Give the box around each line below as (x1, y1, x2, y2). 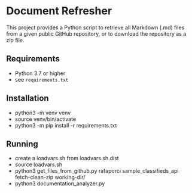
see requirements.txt (14, 76, 69, 83)
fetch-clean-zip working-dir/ (14, 174, 86, 181)
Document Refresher (6, 4, 112, 18)
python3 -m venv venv (14, 109, 71, 116)
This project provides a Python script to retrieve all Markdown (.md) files (6, 24, 185, 31)
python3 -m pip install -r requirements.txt (14, 122, 117, 129)
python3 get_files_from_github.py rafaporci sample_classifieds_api (14, 167, 179, 175)
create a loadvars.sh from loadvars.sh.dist (14, 155, 119, 162)
